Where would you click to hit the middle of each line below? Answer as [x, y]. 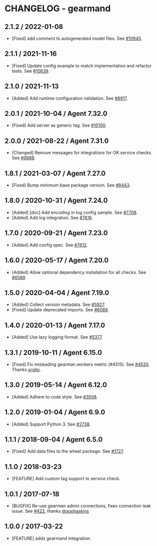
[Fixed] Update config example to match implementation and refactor [81, 66]
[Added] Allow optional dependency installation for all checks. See [79, 272]
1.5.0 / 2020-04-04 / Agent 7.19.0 [57, 293]
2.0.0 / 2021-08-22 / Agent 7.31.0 [57, 141]
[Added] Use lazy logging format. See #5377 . [57, 337]
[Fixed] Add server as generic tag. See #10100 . [59, 125]
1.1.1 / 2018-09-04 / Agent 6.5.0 [54, 439]
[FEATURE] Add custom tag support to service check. [66, 479]
